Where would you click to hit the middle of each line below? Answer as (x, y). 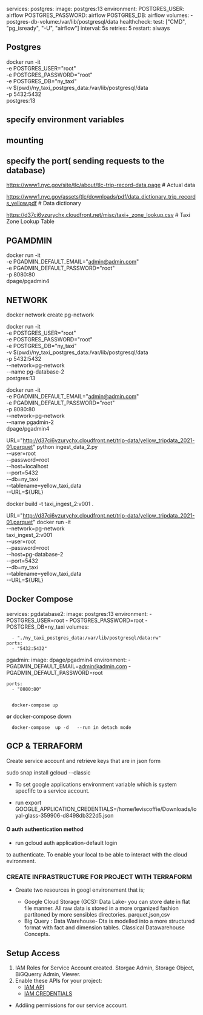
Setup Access (33, 953)
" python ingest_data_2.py (65, 447)
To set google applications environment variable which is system (96, 784)
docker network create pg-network (50, 315)
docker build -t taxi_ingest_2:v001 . (50, 504)
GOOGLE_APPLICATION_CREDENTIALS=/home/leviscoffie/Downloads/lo (106, 809)
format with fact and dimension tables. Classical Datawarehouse (105, 928)
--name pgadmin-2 (30, 422)
